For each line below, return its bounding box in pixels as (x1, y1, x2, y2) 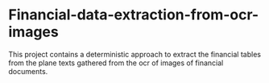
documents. (8, 66, 48, 76)
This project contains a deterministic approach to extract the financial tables (8, 49, 262, 59)
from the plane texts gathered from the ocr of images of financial (8, 58, 224, 68)
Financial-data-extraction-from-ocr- (8, 6, 259, 24)
